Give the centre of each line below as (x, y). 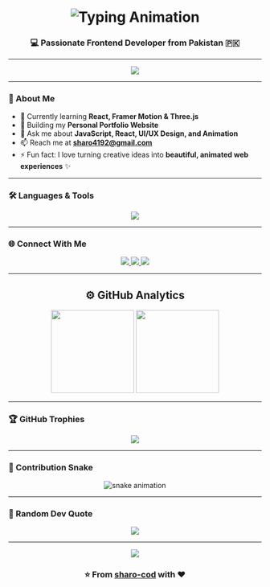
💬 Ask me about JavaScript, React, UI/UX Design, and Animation (129, 133)
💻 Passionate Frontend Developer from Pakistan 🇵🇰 (135, 43)
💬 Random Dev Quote (51, 513)
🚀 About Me (32, 99)
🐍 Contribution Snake (51, 468)
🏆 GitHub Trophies (47, 420)
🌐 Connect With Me (47, 244)
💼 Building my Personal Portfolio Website (89, 125)
